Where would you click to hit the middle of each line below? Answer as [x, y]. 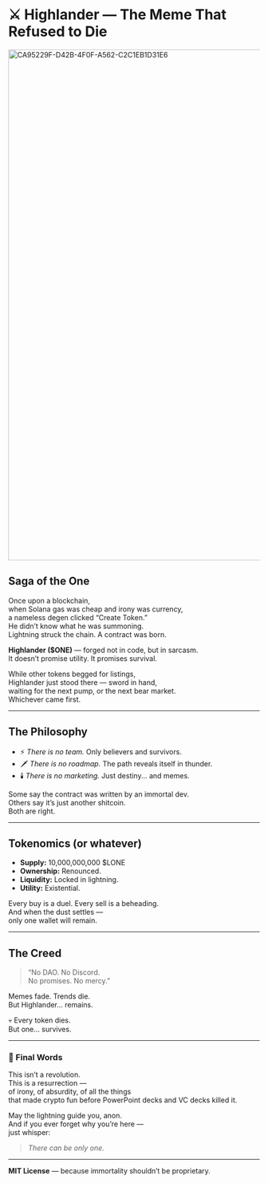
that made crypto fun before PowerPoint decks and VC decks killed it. [123, 1100]
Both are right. [32, 811]
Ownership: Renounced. [60, 871]
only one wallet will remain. [53, 920]
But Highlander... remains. [51, 1005]
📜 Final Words [35, 1058]
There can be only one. [66, 1148]
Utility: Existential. [50, 888]
